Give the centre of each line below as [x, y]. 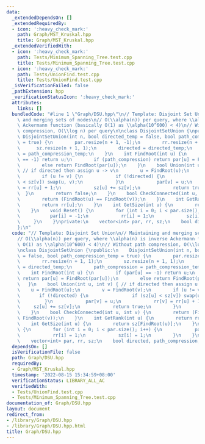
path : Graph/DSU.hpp [38, 358]
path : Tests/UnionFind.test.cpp [58, 74]
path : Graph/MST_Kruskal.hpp [54, 35]
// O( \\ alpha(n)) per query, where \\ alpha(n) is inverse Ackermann [106, 238]
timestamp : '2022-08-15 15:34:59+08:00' [64, 375]
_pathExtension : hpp [38, 91]
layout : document [28, 409]
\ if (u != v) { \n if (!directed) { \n [91, 177]
